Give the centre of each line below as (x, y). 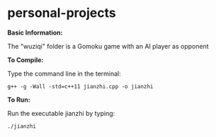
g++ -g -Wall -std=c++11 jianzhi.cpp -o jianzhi (80, 86)
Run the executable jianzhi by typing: (61, 113)
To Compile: (25, 60)
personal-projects (62, 13)
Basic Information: (35, 32)
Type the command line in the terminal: (64, 73)
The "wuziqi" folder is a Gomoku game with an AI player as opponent (108, 46)
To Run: (19, 100)
